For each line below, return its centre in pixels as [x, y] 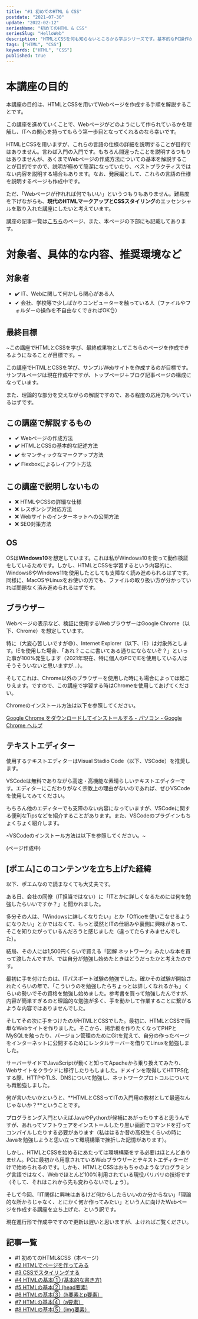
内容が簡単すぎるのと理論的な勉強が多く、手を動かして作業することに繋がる [99, 1001]
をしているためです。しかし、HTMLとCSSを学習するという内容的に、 [90, 565]
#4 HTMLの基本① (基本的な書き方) [58, 1280]
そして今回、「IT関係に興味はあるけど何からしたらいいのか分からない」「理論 [99, 1195]
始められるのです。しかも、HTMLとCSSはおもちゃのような [88, 1167]
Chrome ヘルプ [24, 725]
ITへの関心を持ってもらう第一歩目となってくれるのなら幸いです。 [100, 131]
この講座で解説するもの [49, 423]
